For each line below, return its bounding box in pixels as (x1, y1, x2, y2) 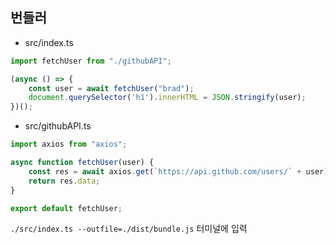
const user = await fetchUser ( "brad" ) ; (28, 83, 195, 93)
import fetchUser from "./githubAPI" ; (10, 56, 172, 66)
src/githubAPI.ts (24, 120, 92, 132)
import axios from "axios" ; (10, 139, 128, 150)
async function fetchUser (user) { (10, 158, 155, 168)
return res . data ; (28, 176, 101, 186)
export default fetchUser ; (10, 203, 123, 213)
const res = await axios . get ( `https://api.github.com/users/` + (28, 166, 302, 177)
